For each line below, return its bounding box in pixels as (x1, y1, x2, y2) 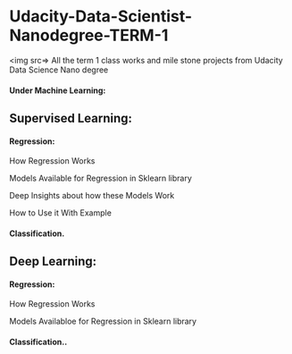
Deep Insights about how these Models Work (9, 190, 175, 201)
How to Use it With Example (9, 207, 112, 218)
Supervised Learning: (9, 110, 132, 126)
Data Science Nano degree (9, 64, 109, 75)
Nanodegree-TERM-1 (9, 25, 169, 46)
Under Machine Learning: (9, 85, 106, 96)
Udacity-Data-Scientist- (9, 6, 193, 27)
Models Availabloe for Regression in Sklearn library (9, 316, 197, 327)
